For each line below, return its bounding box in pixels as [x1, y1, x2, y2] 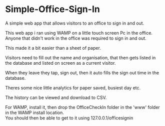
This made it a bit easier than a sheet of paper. [5, 45, 101, 51]
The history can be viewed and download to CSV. [5, 94, 107, 100]
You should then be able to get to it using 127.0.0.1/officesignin [5, 114, 133, 121]
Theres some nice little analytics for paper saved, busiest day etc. [5, 84, 141, 91]
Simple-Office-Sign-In [5, 4, 100, 15]
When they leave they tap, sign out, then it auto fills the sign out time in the [5, 69, 159, 76]
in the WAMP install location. [5, 109, 64, 115]
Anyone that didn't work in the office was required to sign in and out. [5, 35, 146, 41]
